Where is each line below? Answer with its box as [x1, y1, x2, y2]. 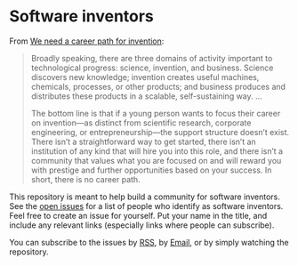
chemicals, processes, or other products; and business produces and [30, 81, 286, 92]
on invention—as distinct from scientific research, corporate [30, 117, 252, 128]
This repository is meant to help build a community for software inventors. [9, 191, 280, 202]
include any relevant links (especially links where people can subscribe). [9, 220, 275, 230]
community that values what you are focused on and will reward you [30, 155, 282, 165]
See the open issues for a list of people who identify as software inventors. [9, 200, 284, 211]
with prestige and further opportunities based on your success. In [30, 165, 272, 175]
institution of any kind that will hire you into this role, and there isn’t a [30, 145, 283, 157]
